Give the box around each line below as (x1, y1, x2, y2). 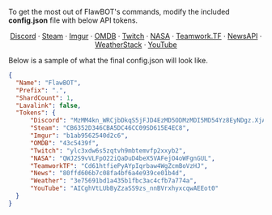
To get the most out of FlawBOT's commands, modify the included (8, 7, 230, 16)
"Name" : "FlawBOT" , (15, 79, 82, 87)
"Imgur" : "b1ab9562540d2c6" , (29, 131, 129, 140)
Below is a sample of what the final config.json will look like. (8, 56, 208, 65)
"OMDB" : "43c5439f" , (29, 139, 100, 147)
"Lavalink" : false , (15, 101, 82, 110)
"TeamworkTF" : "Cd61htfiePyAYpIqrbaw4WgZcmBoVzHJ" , (29, 161, 208, 170)
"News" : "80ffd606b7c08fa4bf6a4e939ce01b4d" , (29, 170, 186, 178)
